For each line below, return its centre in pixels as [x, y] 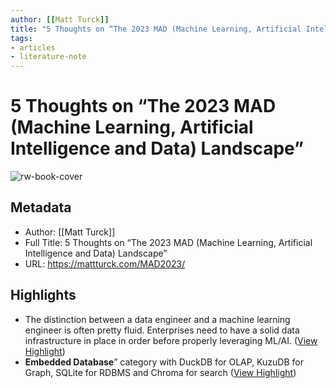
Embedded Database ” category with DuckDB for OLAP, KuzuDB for [164, 362]
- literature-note [48, 57]
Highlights [43, 295]
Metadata [41, 207]
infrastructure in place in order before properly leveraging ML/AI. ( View [171, 340]
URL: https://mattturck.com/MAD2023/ [105, 263]
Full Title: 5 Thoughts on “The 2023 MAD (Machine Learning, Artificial [168, 242]
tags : [21, 38]
